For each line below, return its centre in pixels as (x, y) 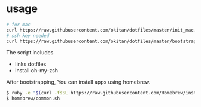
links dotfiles (31, 64)
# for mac (19, 25)
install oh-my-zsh (36, 71)
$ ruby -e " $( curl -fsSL (37, 93)
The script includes (30, 53)
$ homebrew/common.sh (33, 99)
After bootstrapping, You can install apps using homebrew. (78, 82)
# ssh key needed (28, 36)
